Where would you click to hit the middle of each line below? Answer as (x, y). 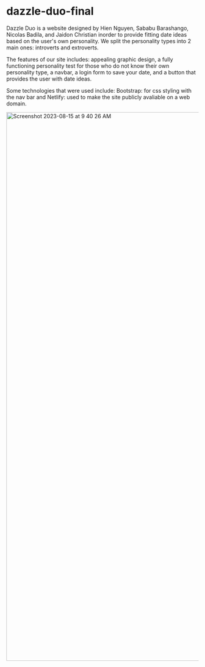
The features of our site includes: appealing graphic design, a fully (90, 59)
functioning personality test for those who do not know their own (88, 66)
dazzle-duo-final (50, 11)
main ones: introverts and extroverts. (52, 48)
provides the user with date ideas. (49, 79)
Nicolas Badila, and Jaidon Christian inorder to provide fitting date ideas (97, 34)
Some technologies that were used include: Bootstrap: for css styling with (99, 90)
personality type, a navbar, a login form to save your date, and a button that (101, 72)
